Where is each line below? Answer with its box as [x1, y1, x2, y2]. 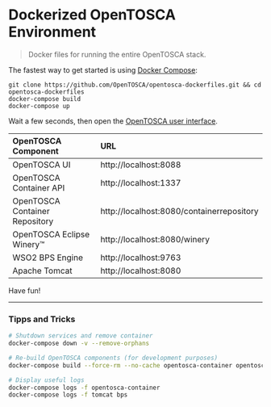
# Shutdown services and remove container [8, 332, 153, 340]
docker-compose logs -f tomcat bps [8, 391, 128, 399]
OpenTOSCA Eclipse [12, 229, 90, 240]
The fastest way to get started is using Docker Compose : [8, 65, 198, 74]
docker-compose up [8, 102, 70, 110]
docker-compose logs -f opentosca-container [8, 384, 161, 392]
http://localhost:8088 [100, 159, 181, 170]
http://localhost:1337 [100, 177, 181, 188]
